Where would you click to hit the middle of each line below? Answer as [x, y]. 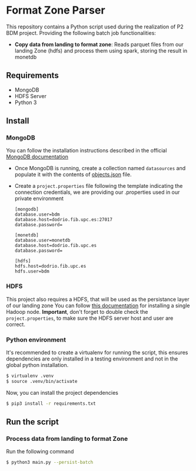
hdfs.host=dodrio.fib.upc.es [50, 267]
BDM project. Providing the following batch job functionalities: [81, 33]
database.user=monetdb [42, 241]
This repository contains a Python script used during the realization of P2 [95, 27]
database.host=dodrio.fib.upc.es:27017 [64, 220]
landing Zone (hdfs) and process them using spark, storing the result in [101, 50]
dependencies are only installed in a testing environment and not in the [92, 359]
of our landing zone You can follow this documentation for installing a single [98, 306]
